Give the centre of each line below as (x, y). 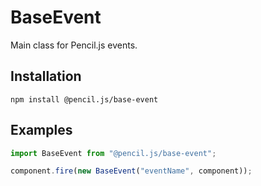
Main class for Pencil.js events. (74, 45)
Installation (46, 76)
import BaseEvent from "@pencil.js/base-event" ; (113, 153)
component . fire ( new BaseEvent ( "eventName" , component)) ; (131, 171)
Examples (41, 130)
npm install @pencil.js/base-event (84, 99)
